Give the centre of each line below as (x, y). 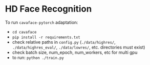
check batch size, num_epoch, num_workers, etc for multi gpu (75, 52)
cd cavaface (24, 32)
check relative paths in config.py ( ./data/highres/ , (64, 42)
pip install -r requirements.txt (46, 37)
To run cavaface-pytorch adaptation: (42, 22)
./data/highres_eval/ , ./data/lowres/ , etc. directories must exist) (79, 47)
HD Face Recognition (48, 9)
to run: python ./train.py (38, 57)
